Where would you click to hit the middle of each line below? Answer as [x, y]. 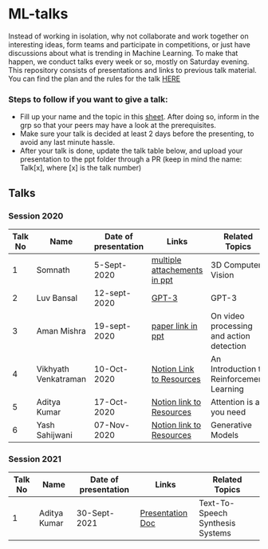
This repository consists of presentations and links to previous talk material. [132, 70]
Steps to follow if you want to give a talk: [88, 99]
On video [228, 315]
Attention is [232, 402]
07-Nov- [112, 425]
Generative [232, 425]
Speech [213, 513]
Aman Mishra [61, 331]
